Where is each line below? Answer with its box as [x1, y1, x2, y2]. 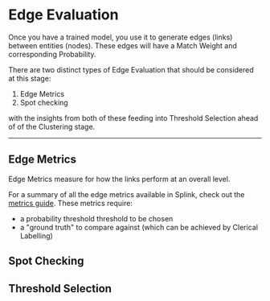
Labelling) [19, 231, 54, 241]
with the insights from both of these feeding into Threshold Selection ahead [8, 113, 259, 122]
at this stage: [8, 73, 51, 83]
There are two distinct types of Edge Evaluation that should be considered [8, 64, 255, 74]
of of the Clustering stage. [8, 122, 96, 131]
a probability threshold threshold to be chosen [19, 213, 174, 223]
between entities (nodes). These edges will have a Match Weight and [8, 40, 237, 50]
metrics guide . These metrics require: [8, 198, 133, 208]
